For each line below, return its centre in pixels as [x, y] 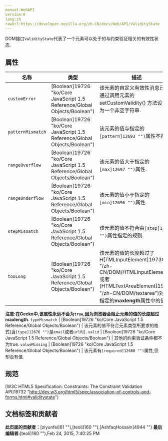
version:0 [15, 15]
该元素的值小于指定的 [124, 195]
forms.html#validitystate [30, 397]
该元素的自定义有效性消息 [129, 88]
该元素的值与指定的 [122, 129]
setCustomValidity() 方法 [128, 103]
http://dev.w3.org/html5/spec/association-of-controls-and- [90, 391]
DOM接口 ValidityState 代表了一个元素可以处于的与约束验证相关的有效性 [80, 39]
